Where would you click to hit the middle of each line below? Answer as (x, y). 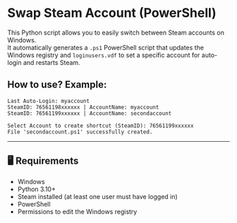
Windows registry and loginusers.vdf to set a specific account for (104, 55)
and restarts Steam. (51, 62)
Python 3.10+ (37, 189)
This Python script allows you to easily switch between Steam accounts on (116, 32)
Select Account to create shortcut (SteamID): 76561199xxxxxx (101, 126)
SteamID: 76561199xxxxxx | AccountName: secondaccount (90, 113)
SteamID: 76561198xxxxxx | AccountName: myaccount (83, 107)
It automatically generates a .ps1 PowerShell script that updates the (106, 47)
